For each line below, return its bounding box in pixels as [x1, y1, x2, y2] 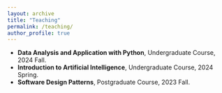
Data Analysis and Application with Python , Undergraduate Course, [17, 49, 216, 57]
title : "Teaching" [7, 17, 61, 24]
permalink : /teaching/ [7, 23, 73, 30]
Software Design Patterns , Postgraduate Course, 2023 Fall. [17, 78, 191, 87]
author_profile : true [7, 29, 71, 37]
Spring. [17, 71, 39, 79]
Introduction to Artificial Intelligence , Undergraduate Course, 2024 [17, 63, 214, 71]
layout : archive [7, 10, 54, 17]
